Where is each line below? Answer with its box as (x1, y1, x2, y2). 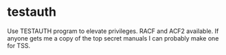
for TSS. (7, 41, 31, 49)
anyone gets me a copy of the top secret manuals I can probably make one (7, 34, 219, 42)
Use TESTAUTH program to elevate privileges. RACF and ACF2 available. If (7, 27, 219, 35)
